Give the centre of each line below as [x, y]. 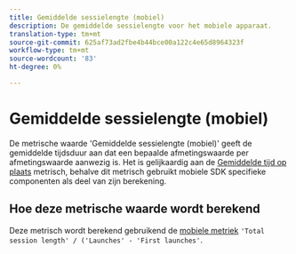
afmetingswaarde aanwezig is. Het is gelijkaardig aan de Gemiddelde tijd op [148, 162]
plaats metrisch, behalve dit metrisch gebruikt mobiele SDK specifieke [138, 171]
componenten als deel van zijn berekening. [88, 181]
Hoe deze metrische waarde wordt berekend [135, 209]
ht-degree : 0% [36, 67]
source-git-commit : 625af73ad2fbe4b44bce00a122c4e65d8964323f [127, 42]
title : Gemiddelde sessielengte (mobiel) [87, 17]
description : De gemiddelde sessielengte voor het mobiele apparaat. [141, 26]
